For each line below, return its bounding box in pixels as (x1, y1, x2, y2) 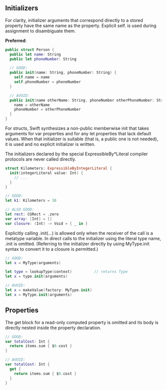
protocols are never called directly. (5, 156, 77, 162)
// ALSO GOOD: (5, 207, 35, 212)
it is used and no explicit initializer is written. (5, 141, 95, 147)
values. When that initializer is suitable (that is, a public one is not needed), (5, 136, 159, 142)
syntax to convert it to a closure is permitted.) (5, 246, 98, 252)
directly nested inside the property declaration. (5, 325, 101, 331)
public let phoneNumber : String (9, 56, 77, 61)
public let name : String (9, 52, 61, 57)
